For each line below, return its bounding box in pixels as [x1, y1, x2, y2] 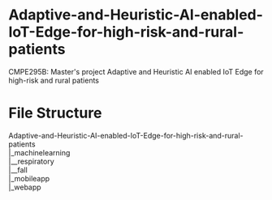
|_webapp [8, 182, 42, 192]
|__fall [8, 164, 28, 175]
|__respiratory [8, 156, 54, 166]
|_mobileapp [8, 173, 50, 183]
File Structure [8, 104, 102, 122]
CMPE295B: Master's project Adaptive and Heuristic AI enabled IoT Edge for [8, 66, 264, 76]
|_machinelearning [8, 147, 71, 157]
